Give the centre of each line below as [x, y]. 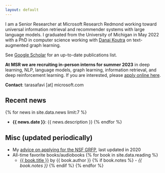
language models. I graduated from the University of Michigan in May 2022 [82, 34]
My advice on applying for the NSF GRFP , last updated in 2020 [77, 150]
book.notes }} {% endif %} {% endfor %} [62, 166]
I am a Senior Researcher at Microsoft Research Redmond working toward [81, 24]
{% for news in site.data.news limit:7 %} [46, 112]
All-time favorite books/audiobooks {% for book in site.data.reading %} [85, 155]
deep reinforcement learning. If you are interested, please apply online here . [83, 75]
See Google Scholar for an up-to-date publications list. [61, 55]
